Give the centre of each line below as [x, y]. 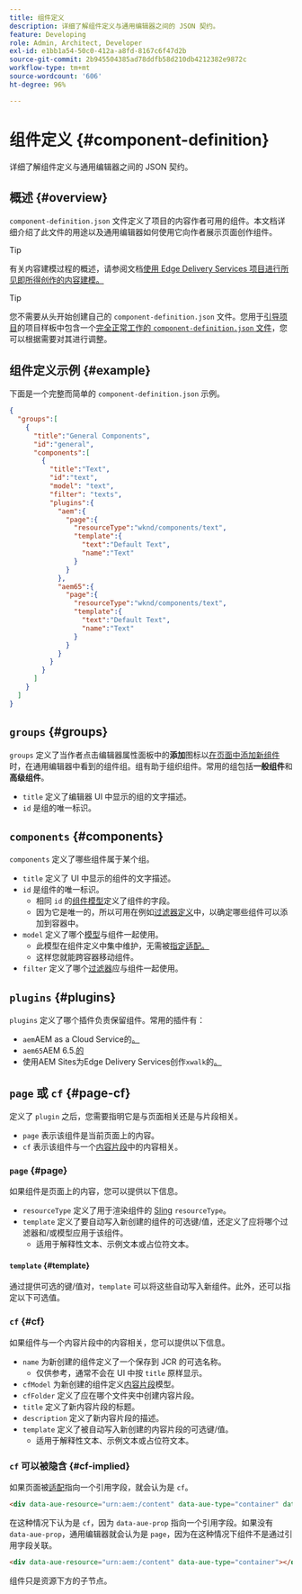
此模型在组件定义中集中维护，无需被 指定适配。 [122, 946]
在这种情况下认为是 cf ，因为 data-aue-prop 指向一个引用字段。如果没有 [142, 1522]
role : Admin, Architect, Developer [76, 43]
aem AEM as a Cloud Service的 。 [81, 1039]
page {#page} [39, 1170]
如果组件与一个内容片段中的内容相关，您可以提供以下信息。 [120, 1342]
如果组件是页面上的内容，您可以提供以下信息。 [96, 1191]
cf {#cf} [27, 1322]
